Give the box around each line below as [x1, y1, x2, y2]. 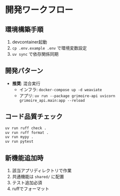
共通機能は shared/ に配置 [12, 173, 64, 180]
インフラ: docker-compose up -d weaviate [19, 86, 102, 92]
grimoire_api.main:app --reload [19, 98, 85, 103]
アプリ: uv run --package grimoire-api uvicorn [19, 93, 116, 98]
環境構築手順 [5, 25, 44, 33]
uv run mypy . [5, 134, 34, 140]
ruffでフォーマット [12, 185, 50, 192]
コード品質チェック [5, 113, 63, 121]
